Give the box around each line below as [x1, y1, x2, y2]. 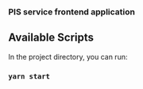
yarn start [8, 72, 50, 81]
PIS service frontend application [8, 6, 135, 17]
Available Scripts [8, 31, 94, 44]
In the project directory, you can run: [8, 52, 128, 61]
